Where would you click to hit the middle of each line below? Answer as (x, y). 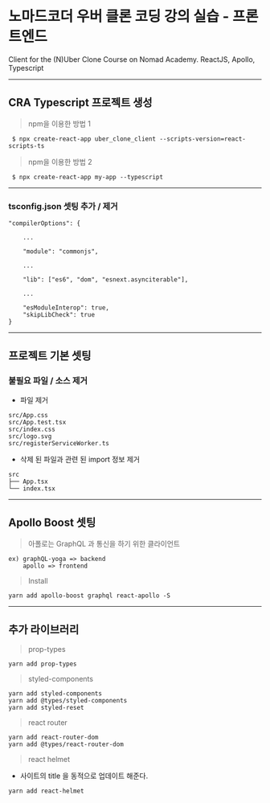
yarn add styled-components (55, 694)
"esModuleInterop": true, (66, 308)
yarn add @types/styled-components (68, 701)
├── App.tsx (28, 481)
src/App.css (28, 415)
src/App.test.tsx (37, 422)
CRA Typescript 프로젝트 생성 (80, 102)
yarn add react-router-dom (53, 737)
